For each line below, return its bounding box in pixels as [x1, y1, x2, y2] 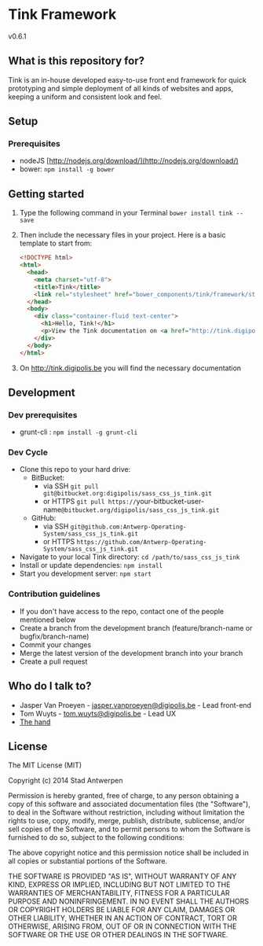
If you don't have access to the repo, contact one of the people [19, 606, 225, 616]
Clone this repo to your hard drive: [19, 465, 131, 474]
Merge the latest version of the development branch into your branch [19, 648, 243, 657]
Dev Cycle [8, 447, 49, 458]
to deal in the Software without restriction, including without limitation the [8, 808, 245, 817]
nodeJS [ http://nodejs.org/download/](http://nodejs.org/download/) [19, 156, 239, 166]
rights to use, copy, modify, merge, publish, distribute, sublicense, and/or [8, 816, 245, 826]
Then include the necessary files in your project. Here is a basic [19, 230, 226, 240]
